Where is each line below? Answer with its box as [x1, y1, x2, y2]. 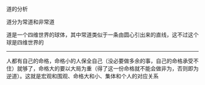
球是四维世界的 [6, 39, 44, 46]
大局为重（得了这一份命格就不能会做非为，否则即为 [70, 65, 199, 72]
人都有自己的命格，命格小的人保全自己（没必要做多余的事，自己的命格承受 [6, 57, 193, 64]
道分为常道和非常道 [6, 18, 55, 25]
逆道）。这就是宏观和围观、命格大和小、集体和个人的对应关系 [6, 72, 159, 80]
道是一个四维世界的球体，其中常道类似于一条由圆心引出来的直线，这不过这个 [6, 31, 199, 38]
